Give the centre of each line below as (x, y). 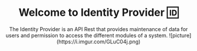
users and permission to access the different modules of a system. (87, 35)
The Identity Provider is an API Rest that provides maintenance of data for (98, 29)
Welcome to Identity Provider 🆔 (98, 13)
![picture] (180, 35)
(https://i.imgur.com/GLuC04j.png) (98, 42)
